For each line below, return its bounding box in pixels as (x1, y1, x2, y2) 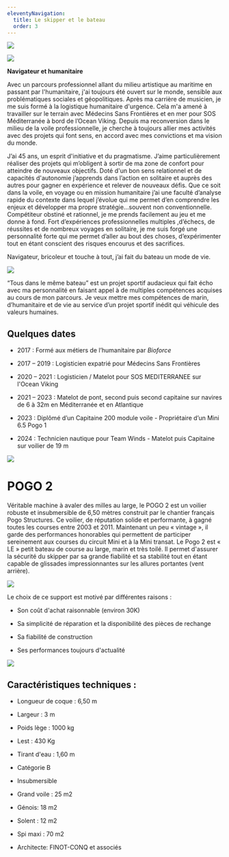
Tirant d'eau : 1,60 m (16, 750, 75, 758)
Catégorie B (16, 763, 51, 771)
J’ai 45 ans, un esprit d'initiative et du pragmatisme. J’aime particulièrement (7, 152, 220, 160)
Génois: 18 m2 (16, 803, 57, 811)
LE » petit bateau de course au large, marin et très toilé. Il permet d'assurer (7, 545, 219, 553)
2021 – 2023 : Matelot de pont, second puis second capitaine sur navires (16, 394, 222, 402)
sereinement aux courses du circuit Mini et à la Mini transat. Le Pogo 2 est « (7, 538, 221, 546)
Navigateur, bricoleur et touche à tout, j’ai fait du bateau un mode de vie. (7, 253, 211, 261)
